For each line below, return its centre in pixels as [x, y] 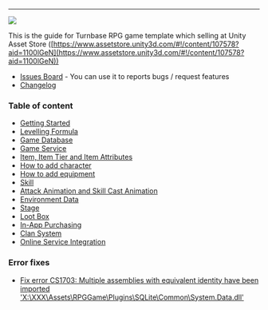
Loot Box [34, 217]
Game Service [43, 149]
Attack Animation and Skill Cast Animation [89, 191]
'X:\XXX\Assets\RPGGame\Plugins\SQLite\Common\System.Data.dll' [132, 297]
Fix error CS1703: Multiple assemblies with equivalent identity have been [139, 280]
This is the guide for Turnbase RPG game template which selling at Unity [127, 36]
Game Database [46, 140]
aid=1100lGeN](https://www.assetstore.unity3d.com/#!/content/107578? [126, 52]
